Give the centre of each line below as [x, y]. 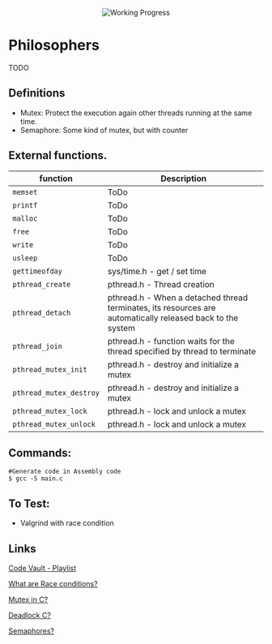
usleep [25, 258]
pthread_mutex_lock [50, 411]
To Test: [29, 503]
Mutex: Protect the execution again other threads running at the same [136, 113]
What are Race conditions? [53, 584]
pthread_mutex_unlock [54, 424]
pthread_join [38, 346]
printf [25, 205]
